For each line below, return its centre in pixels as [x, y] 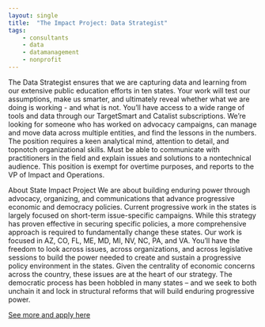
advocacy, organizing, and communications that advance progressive [121, 198]
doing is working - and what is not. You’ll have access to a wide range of [127, 107]
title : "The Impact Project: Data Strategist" [88, 23]
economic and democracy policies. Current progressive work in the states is [132, 207]
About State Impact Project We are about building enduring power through [129, 190]
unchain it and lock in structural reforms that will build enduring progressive [131, 291]
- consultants [45, 38]
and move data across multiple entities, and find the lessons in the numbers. [132, 132]
